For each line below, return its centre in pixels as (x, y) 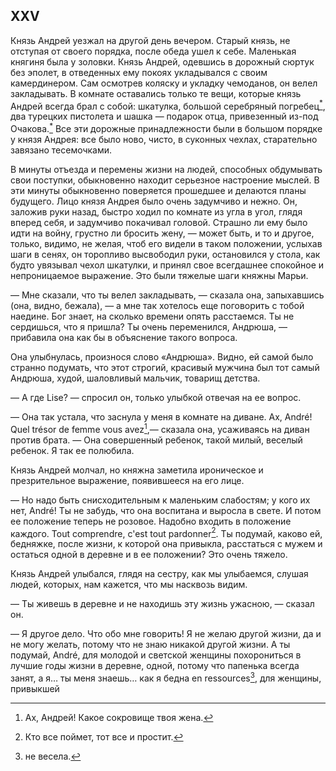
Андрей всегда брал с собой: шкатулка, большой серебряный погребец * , (168, 105)
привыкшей (35, 689)
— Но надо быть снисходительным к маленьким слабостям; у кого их (160, 500)
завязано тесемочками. (61, 150)
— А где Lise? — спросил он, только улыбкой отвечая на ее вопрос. (156, 398)
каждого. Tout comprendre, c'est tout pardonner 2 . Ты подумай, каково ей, (166, 532)
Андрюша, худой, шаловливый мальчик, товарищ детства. (135, 378)
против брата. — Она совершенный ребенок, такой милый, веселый (156, 440)
